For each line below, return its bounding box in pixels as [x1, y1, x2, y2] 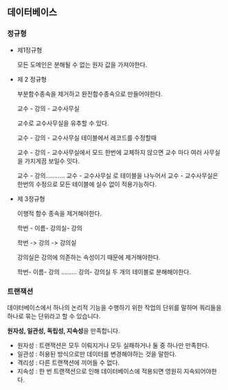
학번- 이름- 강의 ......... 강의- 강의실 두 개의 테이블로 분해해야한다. [16, 268, 192, 276]
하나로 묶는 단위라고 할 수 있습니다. [7, 312, 101, 320]
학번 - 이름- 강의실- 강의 [16, 224, 82, 232]
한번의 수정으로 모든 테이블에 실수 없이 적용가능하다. [16, 180, 157, 188]
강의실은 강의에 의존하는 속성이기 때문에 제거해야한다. [16, 253, 161, 261]
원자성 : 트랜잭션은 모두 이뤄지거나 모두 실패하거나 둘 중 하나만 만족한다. [16, 341, 209, 349]
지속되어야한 [183, 367, 218, 375]
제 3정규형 [16, 195, 45, 203]
